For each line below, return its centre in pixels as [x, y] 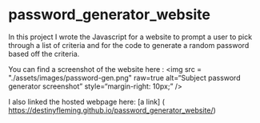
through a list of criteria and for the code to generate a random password [129, 45]
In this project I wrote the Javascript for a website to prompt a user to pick [130, 37]
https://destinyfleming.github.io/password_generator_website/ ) [112, 110]
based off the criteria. [44, 54]
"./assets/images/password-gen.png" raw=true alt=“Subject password [124, 77]
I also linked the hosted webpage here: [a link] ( [87, 101]
